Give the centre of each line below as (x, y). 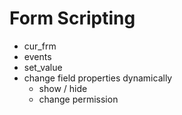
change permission (78, 99)
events (37, 56)
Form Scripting (72, 18)
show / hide (63, 88)
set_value (43, 67)
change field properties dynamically (98, 78)
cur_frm (40, 46)
